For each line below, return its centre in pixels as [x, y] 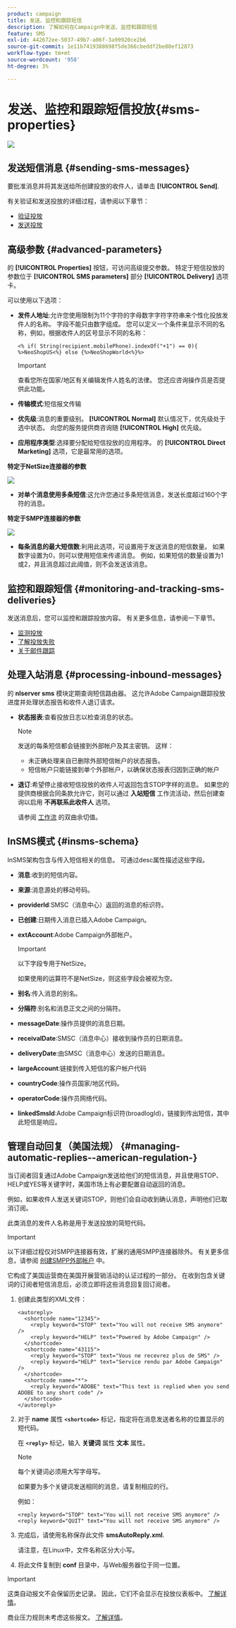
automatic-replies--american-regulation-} [103, 1158]
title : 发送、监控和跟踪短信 [45, 20]
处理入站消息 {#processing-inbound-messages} [115, 675]
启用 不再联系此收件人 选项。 [72, 802]
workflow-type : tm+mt [39, 54]
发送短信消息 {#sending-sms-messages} [99, 167]
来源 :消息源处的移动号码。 [55, 890]
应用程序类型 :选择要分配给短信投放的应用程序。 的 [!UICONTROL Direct [122, 443]
